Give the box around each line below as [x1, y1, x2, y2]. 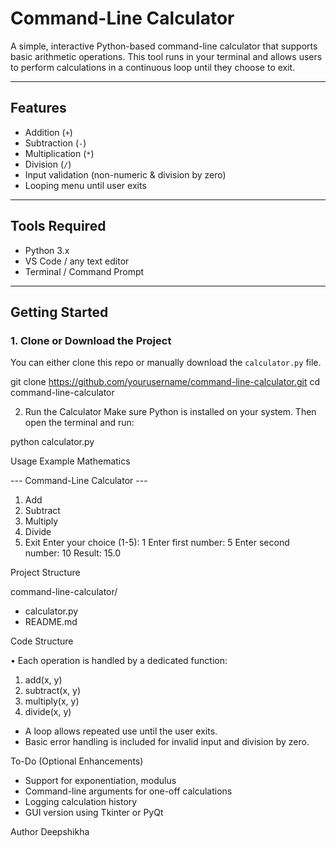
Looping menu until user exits [24, 179, 147, 191]
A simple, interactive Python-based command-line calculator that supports [10, 40, 318, 52]
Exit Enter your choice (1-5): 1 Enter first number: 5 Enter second [24, 537, 290, 549]
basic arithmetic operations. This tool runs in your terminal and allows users [10, 50, 323, 62]
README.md [24, 616, 78, 628]
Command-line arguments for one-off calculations [24, 785, 233, 797]
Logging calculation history [24, 796, 138, 808]
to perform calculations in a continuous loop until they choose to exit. [10, 61, 296, 73]
